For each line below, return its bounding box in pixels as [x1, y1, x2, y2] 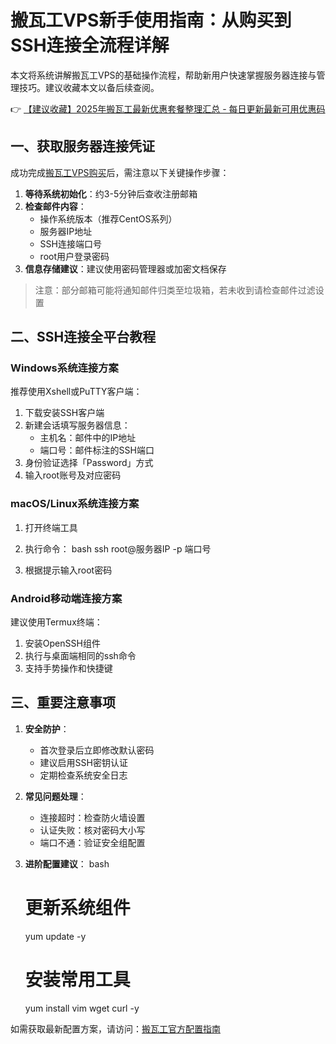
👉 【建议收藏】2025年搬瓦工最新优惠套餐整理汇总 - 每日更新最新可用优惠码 [10, 102, 326, 115]
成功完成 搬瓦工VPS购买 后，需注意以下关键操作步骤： [10, 166, 230, 178]
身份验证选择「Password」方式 [24, 457, 154, 469]
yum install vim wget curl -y [24, 1002, 140, 1014]
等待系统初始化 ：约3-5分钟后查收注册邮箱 [24, 187, 198, 200]
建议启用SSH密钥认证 [39, 756, 128, 768]
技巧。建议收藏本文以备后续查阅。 [18, 81, 160, 93]
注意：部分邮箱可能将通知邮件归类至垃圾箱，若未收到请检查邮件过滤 [34, 284, 316, 296]
